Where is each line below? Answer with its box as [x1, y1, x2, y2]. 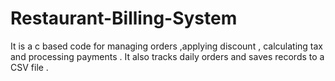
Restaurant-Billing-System [10, 7, 238, 30]
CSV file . [10, 61, 49, 73]
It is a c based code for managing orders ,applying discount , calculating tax [10, 40, 323, 52]
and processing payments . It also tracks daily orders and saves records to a [10, 50, 325, 62]
